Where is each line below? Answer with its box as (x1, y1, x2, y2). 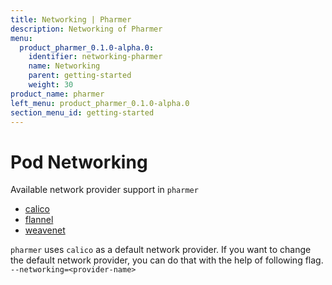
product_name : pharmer (10, 89, 105, 99)
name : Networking (28, 61, 101, 71)
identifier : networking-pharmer (28, 52, 163, 62)
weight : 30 (28, 80, 74, 90)
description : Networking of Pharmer (10, 24, 163, 34)
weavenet (24, 224, 66, 236)
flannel (24, 214, 54, 226)
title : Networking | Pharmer (10, 14, 132, 25)
